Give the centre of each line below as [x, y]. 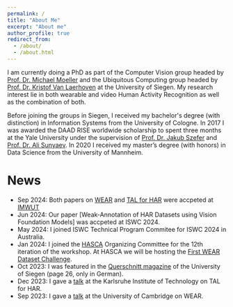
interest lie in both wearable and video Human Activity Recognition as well [113, 94]
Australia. [31, 237]
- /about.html [34, 53]
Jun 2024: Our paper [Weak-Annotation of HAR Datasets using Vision [117, 214]
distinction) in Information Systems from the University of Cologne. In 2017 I [116, 123]
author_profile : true [39, 33]
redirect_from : [29, 40]
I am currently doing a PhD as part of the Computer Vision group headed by [115, 72]
